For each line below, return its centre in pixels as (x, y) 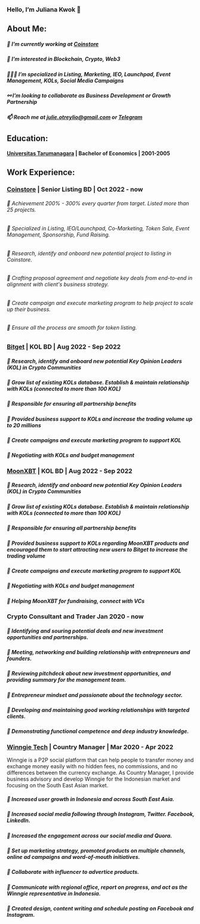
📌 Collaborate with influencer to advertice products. (73, 872)
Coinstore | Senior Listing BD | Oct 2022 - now (75, 189)
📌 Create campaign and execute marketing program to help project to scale (100, 303)
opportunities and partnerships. (48, 637)
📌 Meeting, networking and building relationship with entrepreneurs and (99, 652)
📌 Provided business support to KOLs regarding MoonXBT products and (98, 543)
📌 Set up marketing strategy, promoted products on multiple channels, (96, 851)
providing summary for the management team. (67, 680)
